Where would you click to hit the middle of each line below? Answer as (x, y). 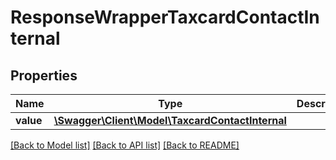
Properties (44, 75)
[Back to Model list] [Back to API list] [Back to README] (125, 145)
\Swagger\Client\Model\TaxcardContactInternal (170, 120)
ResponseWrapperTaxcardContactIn (165, 17)
